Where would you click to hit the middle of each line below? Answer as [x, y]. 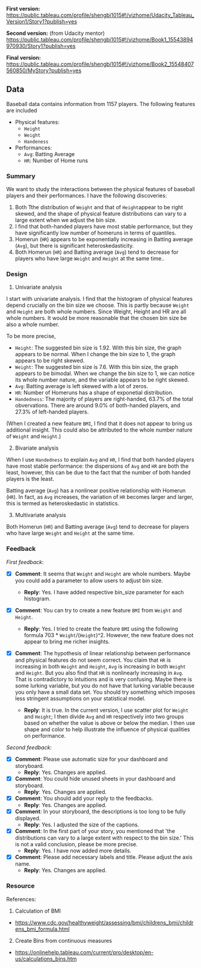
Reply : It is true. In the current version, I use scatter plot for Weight [106, 710]
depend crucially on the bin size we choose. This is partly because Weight [98, 305]
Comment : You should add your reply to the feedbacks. [84, 799]
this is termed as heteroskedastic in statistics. [63, 503]
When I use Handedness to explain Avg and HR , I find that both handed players [100, 460]
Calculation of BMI [38, 911]
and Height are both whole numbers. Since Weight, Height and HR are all [96, 312]
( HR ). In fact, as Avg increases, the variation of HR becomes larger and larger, [100, 497]
